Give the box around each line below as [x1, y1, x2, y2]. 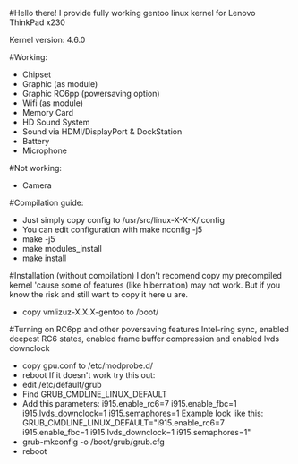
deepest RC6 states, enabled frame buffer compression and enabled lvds [9, 333, 280, 344]
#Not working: [9, 163, 63, 173]
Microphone [21, 145, 67, 156]
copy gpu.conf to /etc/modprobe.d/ [21, 360, 154, 371]
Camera [21, 180, 52, 191]
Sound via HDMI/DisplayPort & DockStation [21, 126, 183, 137]
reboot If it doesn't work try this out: [21, 370, 156, 380]
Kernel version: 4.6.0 [9, 35, 86, 45]
